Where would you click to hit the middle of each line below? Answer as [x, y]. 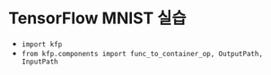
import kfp [42, 44]
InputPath [40, 62]
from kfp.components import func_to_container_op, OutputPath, [142, 54]
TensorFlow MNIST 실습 [97, 18]
